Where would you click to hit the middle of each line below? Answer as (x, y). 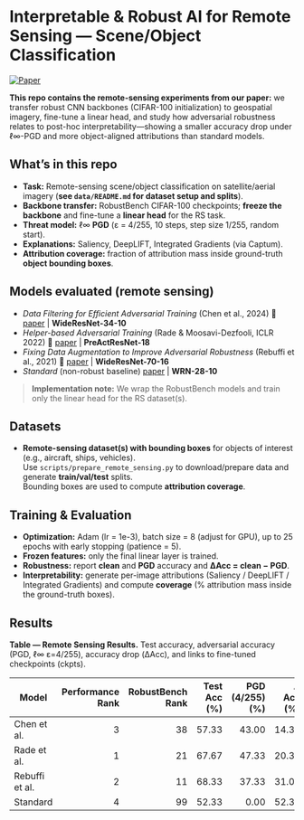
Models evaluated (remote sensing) (112, 292)
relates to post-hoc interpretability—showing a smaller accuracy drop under (151, 126)
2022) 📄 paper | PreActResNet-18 (86, 342)
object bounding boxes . (68, 263)
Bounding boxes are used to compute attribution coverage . (134, 486)
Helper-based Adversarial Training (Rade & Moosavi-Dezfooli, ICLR (148, 333)
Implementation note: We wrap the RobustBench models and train (156, 388)
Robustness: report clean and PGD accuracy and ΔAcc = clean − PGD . (156, 566)
